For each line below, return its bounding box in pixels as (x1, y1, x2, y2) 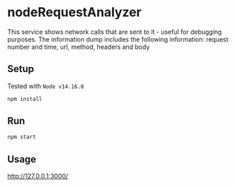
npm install (7, 95, 42, 102)
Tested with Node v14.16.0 (7, 82, 85, 90)
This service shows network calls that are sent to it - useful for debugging (7, 28, 222, 36)
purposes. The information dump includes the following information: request (7, 35, 229, 43)
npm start (7, 133, 37, 141)
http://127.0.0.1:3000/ (7, 172, 68, 181)
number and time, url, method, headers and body (7, 42, 150, 51)
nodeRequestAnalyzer (7, 4, 142, 20)
